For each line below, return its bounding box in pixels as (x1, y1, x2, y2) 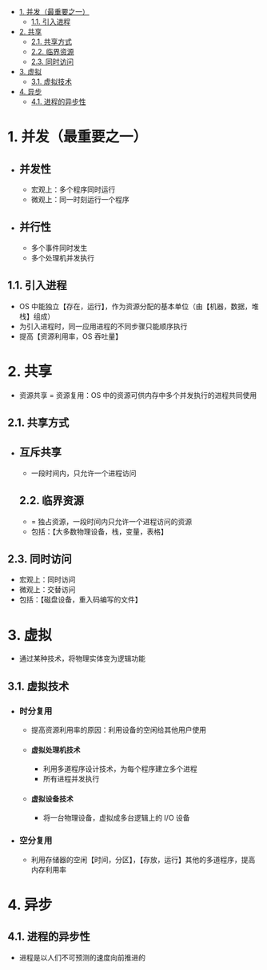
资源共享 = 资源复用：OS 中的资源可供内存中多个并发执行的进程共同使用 (18, 390, 257, 400)
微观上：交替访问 (18, 585, 76, 594)
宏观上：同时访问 (18, 574, 76, 585)
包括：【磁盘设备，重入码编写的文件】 (18, 594, 142, 605)
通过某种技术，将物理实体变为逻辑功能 (18, 654, 145, 663)
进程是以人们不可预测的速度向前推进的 (18, 952, 145, 962)
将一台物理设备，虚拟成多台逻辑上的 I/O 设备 (42, 813, 190, 823)
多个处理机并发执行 (30, 252, 95, 262)
